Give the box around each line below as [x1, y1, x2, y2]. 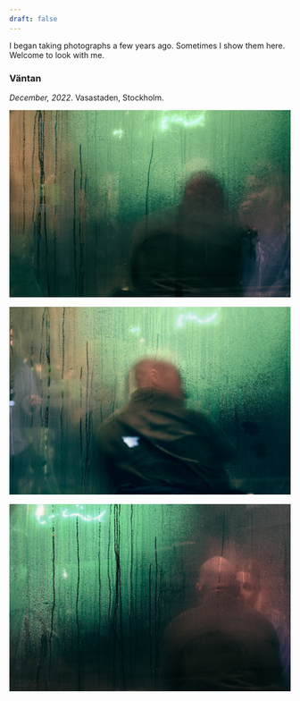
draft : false [9, 14, 58, 23]
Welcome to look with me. [9, 49, 105, 60]
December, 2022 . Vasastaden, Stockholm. [9, 92, 164, 103]
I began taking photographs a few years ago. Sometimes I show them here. [9, 40, 286, 51]
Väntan [9, 72, 42, 84]
